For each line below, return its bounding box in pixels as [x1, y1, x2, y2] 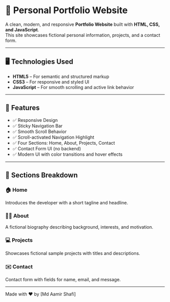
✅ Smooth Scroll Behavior [12, 128, 67, 135]
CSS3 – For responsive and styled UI [12, 78, 90, 85]
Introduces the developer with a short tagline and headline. [5, 200, 128, 206]
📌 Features [5, 104, 40, 112]
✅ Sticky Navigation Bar [12, 122, 63, 128]
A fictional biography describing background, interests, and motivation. [5, 224, 153, 230]
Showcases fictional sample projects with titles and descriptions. [5, 250, 141, 256]
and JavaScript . [5, 26, 39, 32]
